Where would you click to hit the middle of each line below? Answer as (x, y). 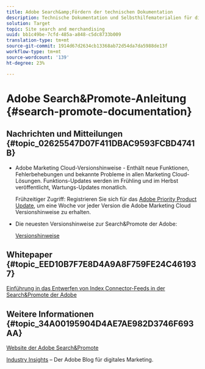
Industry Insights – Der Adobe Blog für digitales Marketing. (80, 360)
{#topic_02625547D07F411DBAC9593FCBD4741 (101, 144)
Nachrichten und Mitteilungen (65, 134)
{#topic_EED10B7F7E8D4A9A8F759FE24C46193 (101, 264)
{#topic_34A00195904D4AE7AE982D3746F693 (100, 324)
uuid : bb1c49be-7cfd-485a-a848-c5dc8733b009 (64, 35)
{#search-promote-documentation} (99, 111)
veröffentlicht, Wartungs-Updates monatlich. (71, 187)
